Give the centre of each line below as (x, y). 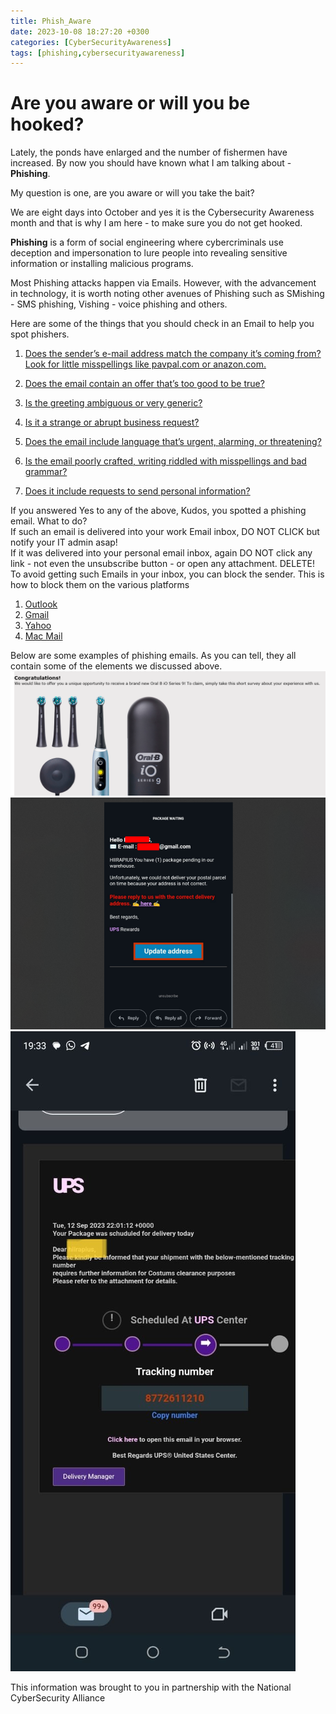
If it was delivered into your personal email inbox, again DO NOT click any (161, 553)
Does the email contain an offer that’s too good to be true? (144, 384)
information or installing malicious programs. (102, 264)
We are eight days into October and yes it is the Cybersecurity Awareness (162, 212)
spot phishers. (40, 334)
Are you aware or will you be (130, 103)
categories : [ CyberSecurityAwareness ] (91, 42)
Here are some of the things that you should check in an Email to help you (162, 324)
